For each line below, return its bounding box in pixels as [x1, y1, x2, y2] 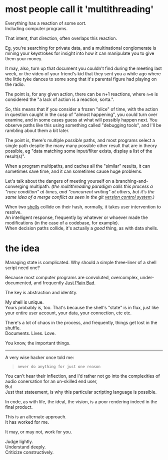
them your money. [5, 55, 42, 61]
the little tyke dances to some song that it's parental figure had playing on [5, 76, 157, 82]
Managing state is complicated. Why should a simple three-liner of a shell [5, 259, 156, 265]
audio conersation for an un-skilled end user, [5, 378, 97, 384]
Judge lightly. [5, 438, 33, 444]
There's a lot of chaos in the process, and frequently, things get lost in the [5, 319, 157, 325]
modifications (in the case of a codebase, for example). [5, 219, 119, 225]
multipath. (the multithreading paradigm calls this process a [29, 183, 153, 189]
